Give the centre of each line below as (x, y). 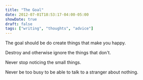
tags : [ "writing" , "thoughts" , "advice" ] (49, 29)
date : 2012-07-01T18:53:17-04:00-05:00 (47, 15)
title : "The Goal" (24, 10)
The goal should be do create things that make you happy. (66, 43)
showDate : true (21, 19)
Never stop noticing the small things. (43, 62)
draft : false (19, 24)
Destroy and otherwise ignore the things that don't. (58, 53)
